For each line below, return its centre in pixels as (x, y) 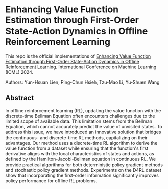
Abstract (20, 98)
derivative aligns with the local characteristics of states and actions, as (80, 153)
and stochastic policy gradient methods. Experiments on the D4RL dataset (83, 170)
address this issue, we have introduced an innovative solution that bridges (83, 132)
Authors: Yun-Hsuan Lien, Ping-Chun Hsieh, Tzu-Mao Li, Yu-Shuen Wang (82, 82)
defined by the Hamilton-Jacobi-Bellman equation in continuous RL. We (81, 159)
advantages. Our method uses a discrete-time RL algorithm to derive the (81, 143)
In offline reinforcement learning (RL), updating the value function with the (83, 110)
